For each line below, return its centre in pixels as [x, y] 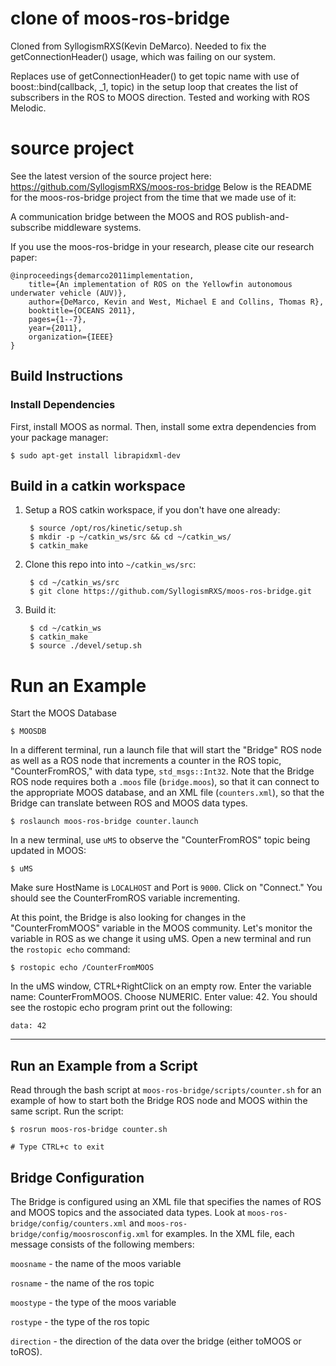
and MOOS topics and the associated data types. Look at [128, 1212]
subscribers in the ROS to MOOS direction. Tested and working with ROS [160, 97]
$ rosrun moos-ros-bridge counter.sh [89, 1130]
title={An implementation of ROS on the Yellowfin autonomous [160, 284]
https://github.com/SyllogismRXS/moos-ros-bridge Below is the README [161, 186]
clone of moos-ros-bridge [120, 18]
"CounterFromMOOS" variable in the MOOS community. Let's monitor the [161, 928]
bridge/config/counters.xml [69, 1223]
